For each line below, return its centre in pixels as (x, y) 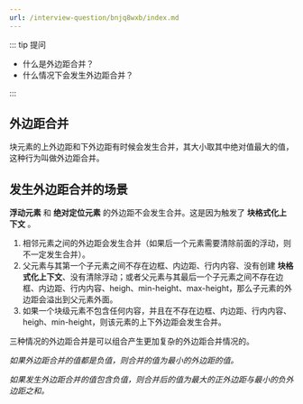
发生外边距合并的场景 (69, 189)
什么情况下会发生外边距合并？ (78, 75)
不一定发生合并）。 (56, 254)
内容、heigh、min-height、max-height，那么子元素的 (185, 289)
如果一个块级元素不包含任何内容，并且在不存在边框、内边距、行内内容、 (156, 311)
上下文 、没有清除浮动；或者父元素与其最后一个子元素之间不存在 (157, 277)
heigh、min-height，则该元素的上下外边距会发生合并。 (124, 322)
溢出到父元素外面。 (82, 299)
